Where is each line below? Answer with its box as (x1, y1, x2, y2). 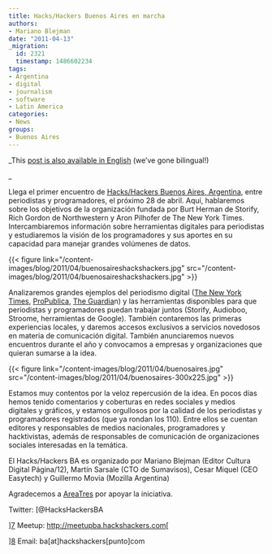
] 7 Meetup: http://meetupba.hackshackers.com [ (8, 520, 169, 530)
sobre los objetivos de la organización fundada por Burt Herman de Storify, (8, 204, 260, 214)
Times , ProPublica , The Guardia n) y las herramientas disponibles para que (8, 296, 257, 306)
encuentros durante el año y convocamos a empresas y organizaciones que (8, 339, 262, 349)
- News (8, 118, 31, 126)
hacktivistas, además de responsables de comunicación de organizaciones (8, 431, 260, 441)
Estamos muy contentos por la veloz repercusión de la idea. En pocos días (8, 388, 257, 398)
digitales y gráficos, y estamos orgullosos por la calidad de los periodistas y (8, 405, 262, 415)
